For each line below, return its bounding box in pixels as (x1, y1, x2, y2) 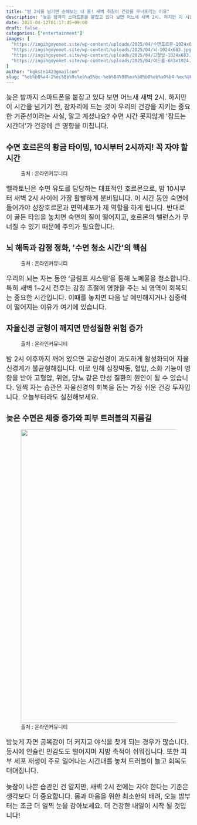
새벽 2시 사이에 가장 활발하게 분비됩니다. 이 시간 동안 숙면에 (13, 194, 189, 203)
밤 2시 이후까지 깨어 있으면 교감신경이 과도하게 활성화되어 (6, 355, 175, 363)
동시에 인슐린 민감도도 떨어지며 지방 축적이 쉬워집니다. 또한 (6, 747, 179, 756)
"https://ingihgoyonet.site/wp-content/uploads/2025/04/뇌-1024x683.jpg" (11, 47, 195, 53)
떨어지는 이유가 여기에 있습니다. (13, 303, 107, 311)
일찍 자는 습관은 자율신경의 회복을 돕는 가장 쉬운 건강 (15, 383, 171, 392)
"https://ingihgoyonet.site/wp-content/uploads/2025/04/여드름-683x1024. (11, 58, 192, 63)
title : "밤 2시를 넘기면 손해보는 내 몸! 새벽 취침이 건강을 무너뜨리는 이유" (6, 8, 170, 15)
